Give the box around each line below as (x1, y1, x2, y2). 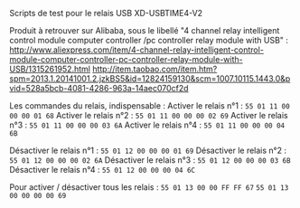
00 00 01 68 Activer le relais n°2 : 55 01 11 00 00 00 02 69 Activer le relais (9, 110, 288, 120)
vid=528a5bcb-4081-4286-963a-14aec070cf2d (9, 83, 189, 93)
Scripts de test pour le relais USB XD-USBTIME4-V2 (9, 8, 203, 18)
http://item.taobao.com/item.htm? (91, 63, 218, 74)
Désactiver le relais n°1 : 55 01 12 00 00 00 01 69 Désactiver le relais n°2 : (9, 145, 287, 156)
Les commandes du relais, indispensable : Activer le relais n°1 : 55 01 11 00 (9, 100, 291, 111)
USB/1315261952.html (9, 63, 90, 74)
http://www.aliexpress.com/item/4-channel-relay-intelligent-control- (9, 44, 265, 55)
